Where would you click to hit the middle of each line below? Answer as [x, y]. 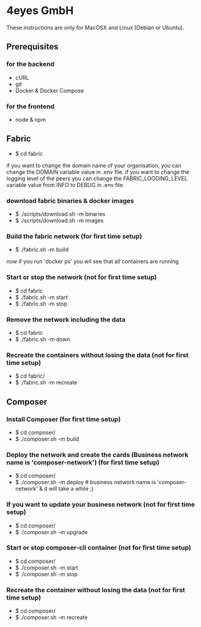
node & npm [31, 119]
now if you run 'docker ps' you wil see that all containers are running [93, 262]
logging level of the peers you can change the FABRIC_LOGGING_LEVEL [97, 178]
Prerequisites [32, 47]
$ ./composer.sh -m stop [46, 574]
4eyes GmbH [40, 11]
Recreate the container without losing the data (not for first [96, 590]
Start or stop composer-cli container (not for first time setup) [99, 548]
